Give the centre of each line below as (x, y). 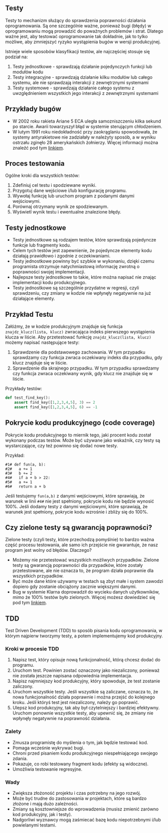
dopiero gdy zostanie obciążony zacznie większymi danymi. (74, 586)
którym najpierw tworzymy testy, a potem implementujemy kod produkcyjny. (84, 636)
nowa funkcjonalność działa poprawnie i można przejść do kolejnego (84, 697)
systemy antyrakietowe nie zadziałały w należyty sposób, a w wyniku (84, 137)
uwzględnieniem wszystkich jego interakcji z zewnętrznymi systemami (86, 93)
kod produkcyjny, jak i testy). (42, 814)
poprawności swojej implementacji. (49, 272)
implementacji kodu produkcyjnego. (49, 283)
